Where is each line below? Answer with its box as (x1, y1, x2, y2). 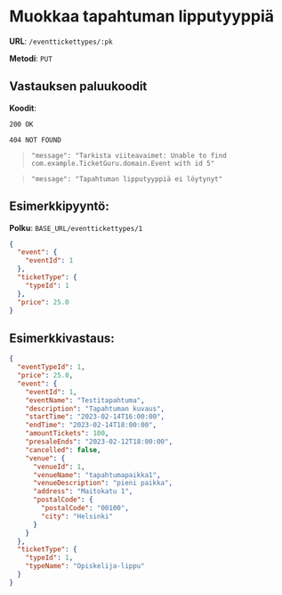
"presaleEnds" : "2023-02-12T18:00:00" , (25, 437, 173, 446)
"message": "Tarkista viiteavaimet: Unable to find (30, 151, 227, 160)
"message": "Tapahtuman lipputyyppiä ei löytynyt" (30, 174, 223, 184)
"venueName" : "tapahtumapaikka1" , (32, 470, 162, 479)
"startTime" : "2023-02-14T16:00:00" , (25, 412, 165, 421)
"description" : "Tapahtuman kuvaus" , (25, 404, 165, 413)
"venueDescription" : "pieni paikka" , (32, 479, 173, 488)
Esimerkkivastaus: (9, 330, 115, 345)
